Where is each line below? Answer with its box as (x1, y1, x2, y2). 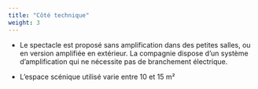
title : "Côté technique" (8, 11, 90, 20)
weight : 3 (8, 19, 41, 27)
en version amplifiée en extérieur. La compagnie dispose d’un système (19, 48, 249, 58)
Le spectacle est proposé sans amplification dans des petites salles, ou (19, 40, 251, 49)
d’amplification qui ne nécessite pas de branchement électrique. (19, 56, 228, 66)
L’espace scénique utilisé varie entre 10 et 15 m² (19, 72, 175, 81)
